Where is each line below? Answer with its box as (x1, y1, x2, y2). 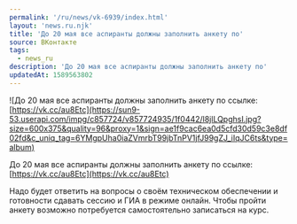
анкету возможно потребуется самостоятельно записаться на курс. (9, 205, 270, 215)
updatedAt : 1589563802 (9, 71, 93, 80)
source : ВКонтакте (9, 37, 77, 47)
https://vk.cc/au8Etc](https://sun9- (12, 104, 140, 115)
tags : (9, 46, 29, 55)
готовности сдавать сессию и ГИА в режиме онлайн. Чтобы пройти (9, 195, 267, 205)
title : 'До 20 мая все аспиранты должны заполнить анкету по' (9, 29, 244, 38)
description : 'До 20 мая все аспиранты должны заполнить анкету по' (9, 63, 268, 72)
